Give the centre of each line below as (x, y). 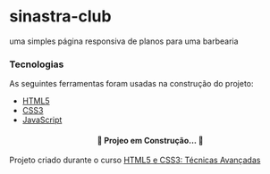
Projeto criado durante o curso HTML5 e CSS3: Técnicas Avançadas (135, 160)
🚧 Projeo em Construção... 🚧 (150, 140)
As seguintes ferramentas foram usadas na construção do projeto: (131, 84)
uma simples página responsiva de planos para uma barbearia (124, 41)
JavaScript (42, 120)
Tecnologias (37, 64)
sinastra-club (60, 17)
